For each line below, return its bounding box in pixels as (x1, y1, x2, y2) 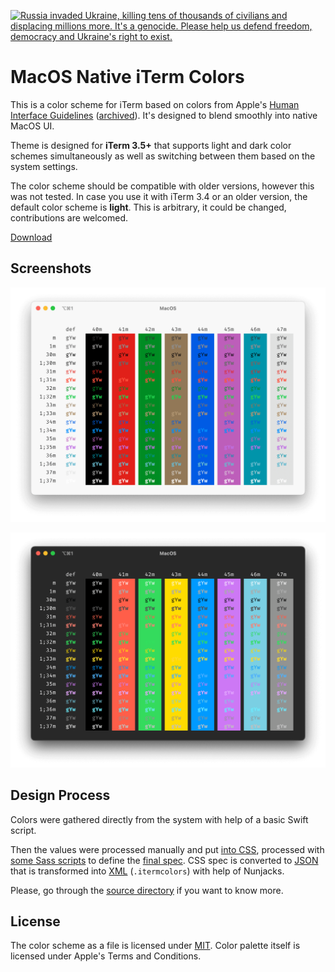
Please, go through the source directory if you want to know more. (10, 884, 284, 896)
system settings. (10, 160, 78, 172)
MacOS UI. (10, 120, 55, 132)
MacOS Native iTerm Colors (10, 66, 245, 89)
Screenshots (10, 260, 92, 277)
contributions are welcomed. (10, 211, 129, 224)
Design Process (10, 787, 111, 804)
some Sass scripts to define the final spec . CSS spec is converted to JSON (10, 854, 319, 866)
